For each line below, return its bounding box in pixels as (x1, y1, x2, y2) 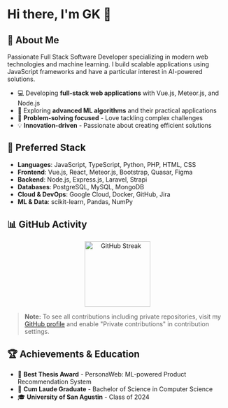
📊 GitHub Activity (7, 219, 87, 231)
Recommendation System (17, 377, 92, 386)
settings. (24, 327, 50, 335)
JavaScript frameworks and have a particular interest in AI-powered (7, 68, 203, 75)
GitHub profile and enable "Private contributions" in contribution (24, 319, 210, 328)
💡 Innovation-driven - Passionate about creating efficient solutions (17, 122, 212, 129)
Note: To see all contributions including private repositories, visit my (24, 312, 222, 321)
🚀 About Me (7, 34, 59, 46)
